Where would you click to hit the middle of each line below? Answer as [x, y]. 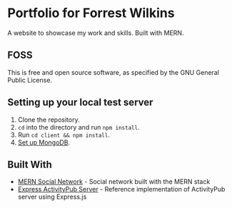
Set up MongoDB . [44, 142]
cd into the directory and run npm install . [79, 127]
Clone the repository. [49, 120]
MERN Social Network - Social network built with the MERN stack [114, 182]
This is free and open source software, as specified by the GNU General [114, 72]
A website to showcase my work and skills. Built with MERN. [96, 33]
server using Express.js [52, 197]
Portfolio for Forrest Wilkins [91, 13]
